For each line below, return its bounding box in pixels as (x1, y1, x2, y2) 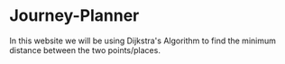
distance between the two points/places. (9, 44, 161, 55)
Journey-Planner (9, 5, 140, 26)
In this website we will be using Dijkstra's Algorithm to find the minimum (9, 35, 277, 46)
